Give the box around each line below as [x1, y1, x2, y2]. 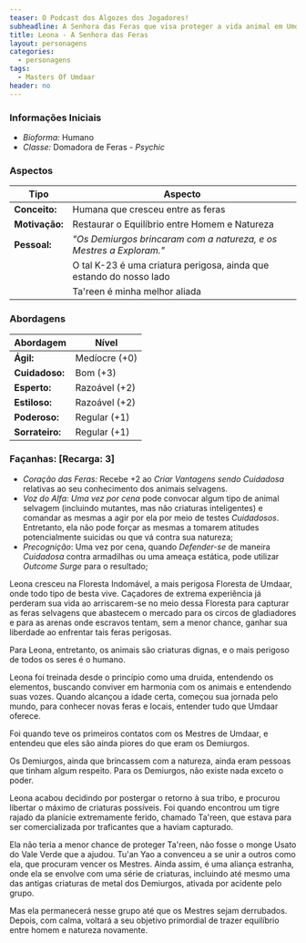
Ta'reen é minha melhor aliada [72, 285, 202, 298]
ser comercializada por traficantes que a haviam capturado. [9, 821, 234, 832]
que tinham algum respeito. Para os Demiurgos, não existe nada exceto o [9, 764, 284, 775]
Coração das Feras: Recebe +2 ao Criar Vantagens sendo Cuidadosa [22, 473, 285, 484]
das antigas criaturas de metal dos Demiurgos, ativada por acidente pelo [9, 877, 282, 888]
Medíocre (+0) [75, 352, 138, 364]
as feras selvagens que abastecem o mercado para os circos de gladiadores [9, 607, 297, 618]
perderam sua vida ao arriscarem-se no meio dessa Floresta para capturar [9, 598, 290, 609]
